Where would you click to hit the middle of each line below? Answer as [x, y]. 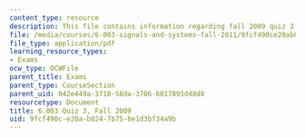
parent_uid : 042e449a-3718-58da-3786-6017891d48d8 [107, 94]
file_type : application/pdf [63, 43]
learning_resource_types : [58, 52]
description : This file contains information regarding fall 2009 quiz [148, 26]
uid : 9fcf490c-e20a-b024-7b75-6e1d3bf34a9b [93, 119]
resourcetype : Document [54, 102]
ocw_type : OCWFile [44, 69]
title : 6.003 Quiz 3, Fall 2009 [70, 111]
